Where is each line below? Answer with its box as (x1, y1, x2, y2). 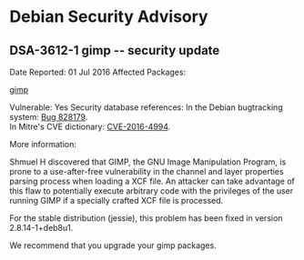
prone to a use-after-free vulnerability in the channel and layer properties (9, 166, 284, 176)
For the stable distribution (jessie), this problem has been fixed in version (9, 213, 283, 224)
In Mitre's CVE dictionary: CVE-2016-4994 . (9, 121, 171, 132)
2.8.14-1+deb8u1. (9, 223, 74, 233)
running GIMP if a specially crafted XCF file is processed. (9, 195, 224, 205)
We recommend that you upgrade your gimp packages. (9, 240, 217, 251)
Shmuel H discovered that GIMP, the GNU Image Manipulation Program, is (9, 156, 287, 167)
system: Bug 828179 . (9, 112, 88, 122)
